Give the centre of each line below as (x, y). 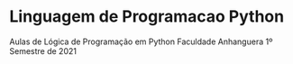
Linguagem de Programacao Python (147, 17)
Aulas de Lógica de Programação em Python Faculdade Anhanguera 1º (141, 41)
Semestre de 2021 (43, 50)
